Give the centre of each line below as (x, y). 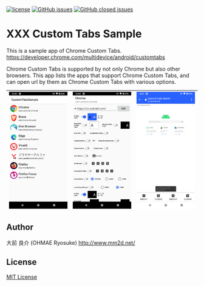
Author (20, 227)
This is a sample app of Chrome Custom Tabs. (64, 50)
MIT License (22, 277)
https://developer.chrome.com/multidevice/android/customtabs (86, 57)
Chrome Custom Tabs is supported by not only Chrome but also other (93, 69)
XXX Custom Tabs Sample (74, 34)
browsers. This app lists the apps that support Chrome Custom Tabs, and (98, 75)
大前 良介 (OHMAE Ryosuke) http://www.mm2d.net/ (71, 242)
